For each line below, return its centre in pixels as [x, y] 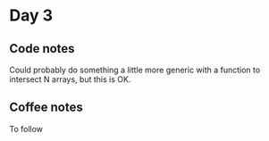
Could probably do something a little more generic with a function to [135, 70]
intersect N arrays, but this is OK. [70, 79]
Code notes [42, 49]
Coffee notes [46, 108]
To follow [26, 129]
